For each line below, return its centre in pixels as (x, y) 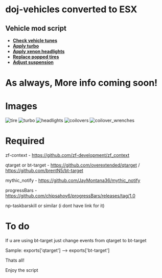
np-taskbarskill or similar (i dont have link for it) (55, 206)
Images (21, 106)
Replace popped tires (36, 57)
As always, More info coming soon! (82, 83)
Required (25, 141)
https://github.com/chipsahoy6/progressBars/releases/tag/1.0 (70, 196)
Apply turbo (26, 46)
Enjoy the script (22, 270)
